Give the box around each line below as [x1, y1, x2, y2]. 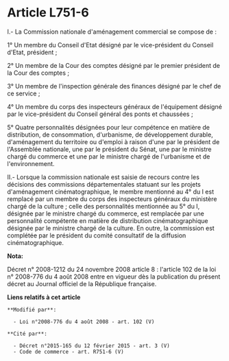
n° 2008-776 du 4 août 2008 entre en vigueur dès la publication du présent [7, 272, 221, 281]
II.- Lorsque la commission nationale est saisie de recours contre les [7, 173, 200, 181]
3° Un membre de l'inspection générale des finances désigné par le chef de [7, 82, 221, 90]
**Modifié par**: [7, 306, 57, 313]
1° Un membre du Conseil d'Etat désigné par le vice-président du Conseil [7, 40, 214, 49]
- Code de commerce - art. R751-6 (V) [13, 348, 125, 355]
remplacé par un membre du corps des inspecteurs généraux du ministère [7, 194, 217, 203]
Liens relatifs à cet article [7, 293, 81, 301]
